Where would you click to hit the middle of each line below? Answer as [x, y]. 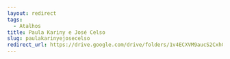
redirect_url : [27, 45]
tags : [15, 20]
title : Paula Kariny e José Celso [56, 32]
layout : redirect [32, 13]
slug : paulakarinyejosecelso [49, 39]
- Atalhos [27, 26]
